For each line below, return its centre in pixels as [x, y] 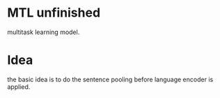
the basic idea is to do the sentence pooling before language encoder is [110, 79]
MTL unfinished [54, 13]
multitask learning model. [44, 32]
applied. [19, 87]
